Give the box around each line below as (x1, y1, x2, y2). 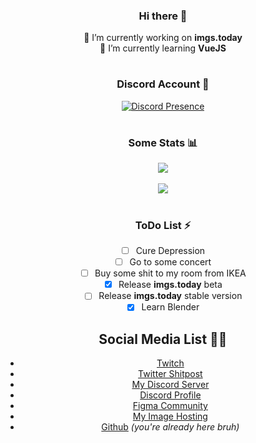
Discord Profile (139, 389, 202, 401)
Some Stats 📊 (128, 136, 198, 150)
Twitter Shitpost (138, 368, 203, 380)
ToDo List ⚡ (134, 218, 192, 232)
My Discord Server (131, 379, 210, 391)
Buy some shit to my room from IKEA (94, 267, 247, 279)
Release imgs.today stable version (98, 290, 243, 302)
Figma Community (132, 400, 208, 412)
